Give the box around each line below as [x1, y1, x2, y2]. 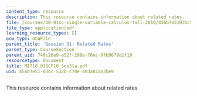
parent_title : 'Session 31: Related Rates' [6, 42, 114, 47]
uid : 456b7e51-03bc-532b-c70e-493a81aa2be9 [6, 68, 114, 74]
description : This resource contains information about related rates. [6, 14, 185, 20]
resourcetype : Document [6, 57, 64, 63]
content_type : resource [6, 8, 64, 15]
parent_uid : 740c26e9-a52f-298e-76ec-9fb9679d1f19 [6, 52, 133, 58]
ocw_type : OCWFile [6, 36, 51, 42]
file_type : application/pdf [6, 25, 75, 31]
